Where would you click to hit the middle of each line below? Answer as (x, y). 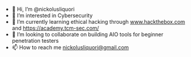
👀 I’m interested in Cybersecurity (52, 15)
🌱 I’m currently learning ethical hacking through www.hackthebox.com (98, 22)
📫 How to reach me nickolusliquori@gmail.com (70, 47)
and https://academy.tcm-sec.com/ (56, 28)
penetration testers (35, 41)
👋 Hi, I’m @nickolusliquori (43, 9)
